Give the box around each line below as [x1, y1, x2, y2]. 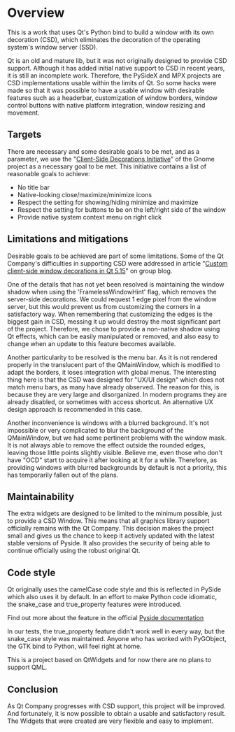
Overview [7, 5, 65, 21]
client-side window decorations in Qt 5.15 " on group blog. [7, 266, 173, 275]
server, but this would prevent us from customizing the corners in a [7, 302, 201, 310]
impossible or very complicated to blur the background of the [7, 426, 184, 434]
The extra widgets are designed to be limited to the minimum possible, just [7, 509, 222, 518]
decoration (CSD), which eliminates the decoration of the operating [7, 35, 201, 43]
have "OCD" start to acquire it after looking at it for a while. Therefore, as [7, 456, 218, 464]
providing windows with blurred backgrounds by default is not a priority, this [7, 463, 227, 471]
